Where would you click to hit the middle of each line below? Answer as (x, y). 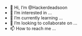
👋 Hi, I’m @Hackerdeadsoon (39, 8)
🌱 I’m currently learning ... (36, 18)
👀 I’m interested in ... (31, 13)
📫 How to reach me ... (33, 28)
